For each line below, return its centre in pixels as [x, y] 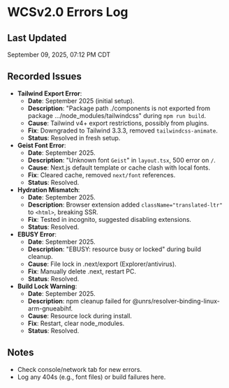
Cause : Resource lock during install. [80, 315]
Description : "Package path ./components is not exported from [119, 108]
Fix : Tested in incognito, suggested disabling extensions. [110, 219]
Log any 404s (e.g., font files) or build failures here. [91, 377]
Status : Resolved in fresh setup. [74, 137]
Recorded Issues [45, 76]
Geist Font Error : [42, 145]
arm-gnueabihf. [50, 308]
